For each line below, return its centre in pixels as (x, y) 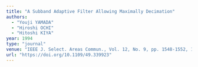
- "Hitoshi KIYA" (33, 33)
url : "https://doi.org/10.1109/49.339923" (59, 55)
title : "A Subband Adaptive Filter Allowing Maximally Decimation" (91, 11)
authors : (17, 17)
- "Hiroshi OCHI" (33, 28)
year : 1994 (19, 38)
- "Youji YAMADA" (33, 22)
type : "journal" (26, 44)
